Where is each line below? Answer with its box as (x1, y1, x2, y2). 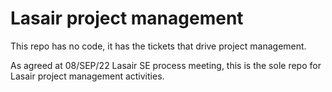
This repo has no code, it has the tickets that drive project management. (10, 40, 307, 52)
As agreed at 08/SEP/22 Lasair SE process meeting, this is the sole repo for (10, 59, 322, 71)
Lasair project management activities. (10, 70, 165, 82)
